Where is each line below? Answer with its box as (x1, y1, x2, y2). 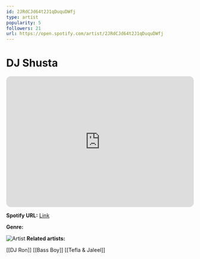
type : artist (6, 14, 39, 20)
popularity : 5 (6, 20, 42, 26)
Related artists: (26, 235, 65, 242)
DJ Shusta (6, 56, 58, 70)
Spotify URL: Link (6, 212, 50, 219)
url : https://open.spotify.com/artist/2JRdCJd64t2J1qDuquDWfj (6, 31, 164, 37)
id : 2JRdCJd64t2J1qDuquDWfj (6, 8, 76, 15)
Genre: (6, 223, 24, 230)
